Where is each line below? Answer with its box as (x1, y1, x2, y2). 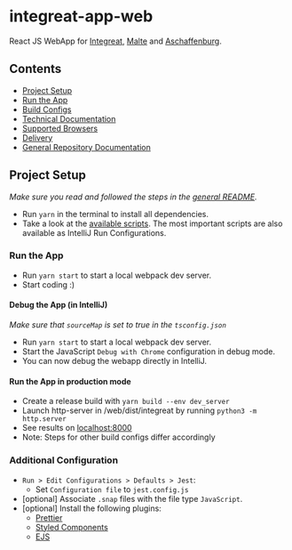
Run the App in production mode (9, 376, 131, 386)
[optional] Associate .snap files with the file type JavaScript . (21, 493, 243, 504)
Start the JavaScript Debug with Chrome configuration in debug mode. (21, 346, 276, 357)
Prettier (35, 512, 63, 522)
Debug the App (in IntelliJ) (9, 300, 108, 311)
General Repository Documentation (21, 142, 151, 152)
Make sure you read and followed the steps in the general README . (9, 191, 257, 202)
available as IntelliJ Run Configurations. (21, 227, 167, 238)
